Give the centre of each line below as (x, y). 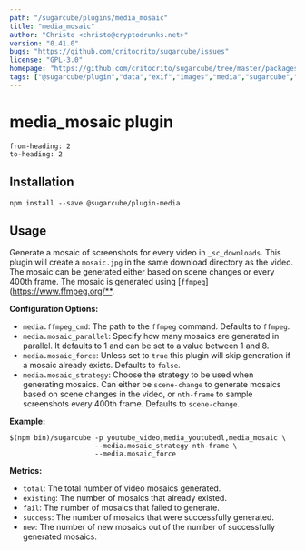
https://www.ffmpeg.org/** (62, 291)
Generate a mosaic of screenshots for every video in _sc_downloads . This (145, 253)
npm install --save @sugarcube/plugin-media (95, 203)
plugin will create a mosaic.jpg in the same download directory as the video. (151, 262)
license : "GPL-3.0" (46, 60)
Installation (42, 182)
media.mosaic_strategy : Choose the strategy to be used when (138, 375)
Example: (28, 421)
